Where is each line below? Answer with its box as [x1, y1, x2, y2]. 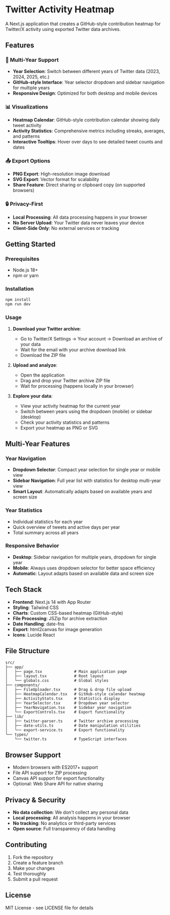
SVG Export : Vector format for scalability [12, 176, 99, 183]
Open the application [20, 372, 65, 378]
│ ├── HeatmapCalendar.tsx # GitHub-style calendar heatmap [5, 692, 145, 697]
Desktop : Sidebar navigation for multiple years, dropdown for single [12, 554, 157, 560]
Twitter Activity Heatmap [5, 4, 115, 15]
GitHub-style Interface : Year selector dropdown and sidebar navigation [12, 79, 165, 85]
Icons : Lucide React [12, 632, 55, 638]
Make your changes [12, 865, 55, 871]
